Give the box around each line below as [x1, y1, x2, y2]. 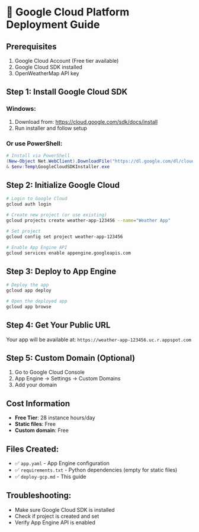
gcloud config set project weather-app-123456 [6, 233, 123, 239]
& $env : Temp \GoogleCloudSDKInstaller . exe [6, 164, 110, 169]
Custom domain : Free [14, 427, 69, 434]
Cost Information [6, 398, 70, 408]
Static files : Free [14, 421, 56, 428]
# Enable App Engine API [6, 244, 68, 251]
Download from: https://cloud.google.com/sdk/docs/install [14, 118, 158, 125]
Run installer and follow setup [14, 124, 88, 132]
